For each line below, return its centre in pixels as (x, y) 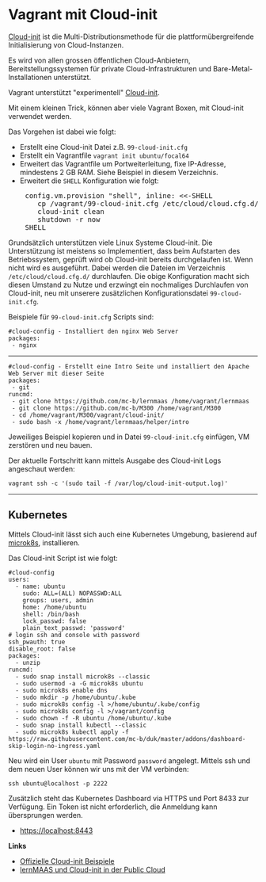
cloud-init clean (71, 211)
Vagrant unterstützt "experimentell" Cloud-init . (84, 92)
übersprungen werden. (46, 815)
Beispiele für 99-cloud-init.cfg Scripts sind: (81, 317)
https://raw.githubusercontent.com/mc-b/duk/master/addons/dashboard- (127, 739)
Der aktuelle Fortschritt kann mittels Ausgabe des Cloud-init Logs (115, 460)
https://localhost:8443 (56, 830)
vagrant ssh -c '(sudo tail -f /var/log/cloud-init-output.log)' (118, 483)
